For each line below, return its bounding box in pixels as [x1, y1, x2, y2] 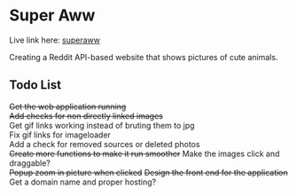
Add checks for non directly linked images [9, 110, 164, 121]
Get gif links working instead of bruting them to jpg [9, 120, 195, 130]
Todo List [9, 77, 62, 93]
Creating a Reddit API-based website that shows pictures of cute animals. [9, 51, 278, 62]
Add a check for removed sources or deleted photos [9, 138, 200, 149]
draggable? [9, 157, 51, 169]
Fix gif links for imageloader [9, 129, 111, 140]
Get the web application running [9, 101, 127, 112]
